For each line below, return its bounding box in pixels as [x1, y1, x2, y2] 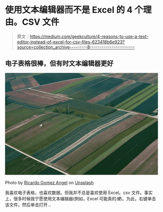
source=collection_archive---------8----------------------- [16, 44, 135, 50]
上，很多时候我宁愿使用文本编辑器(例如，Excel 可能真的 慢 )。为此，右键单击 [5, 196, 156, 201]
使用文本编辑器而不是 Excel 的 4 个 [5, 4, 143, 16]
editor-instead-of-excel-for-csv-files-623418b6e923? [16, 39, 125, 45]
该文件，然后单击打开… [5, 202, 52, 208]
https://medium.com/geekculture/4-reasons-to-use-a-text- [30, 33, 149, 39]
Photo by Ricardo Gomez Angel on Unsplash [5, 179, 94, 185]
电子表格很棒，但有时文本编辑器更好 [5, 59, 114, 68]
